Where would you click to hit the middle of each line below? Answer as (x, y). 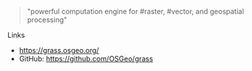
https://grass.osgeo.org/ (59, 50)
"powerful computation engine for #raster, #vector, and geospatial (135, 11)
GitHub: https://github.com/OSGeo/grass (86, 59)
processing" (47, 20)
